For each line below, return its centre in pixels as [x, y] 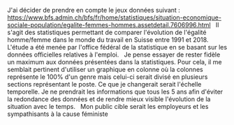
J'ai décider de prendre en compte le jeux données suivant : [94, 10]
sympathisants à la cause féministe [58, 114]
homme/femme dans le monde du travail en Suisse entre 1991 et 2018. [108, 40]
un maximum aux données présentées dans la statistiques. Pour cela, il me [115, 62]
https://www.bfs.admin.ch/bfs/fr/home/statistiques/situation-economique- [115, 17]
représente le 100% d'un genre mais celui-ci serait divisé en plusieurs [108, 77]
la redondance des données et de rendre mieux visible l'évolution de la [109, 99]
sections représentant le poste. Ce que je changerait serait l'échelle [104, 84]
